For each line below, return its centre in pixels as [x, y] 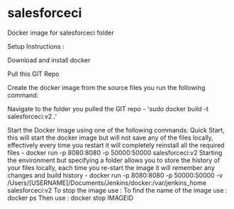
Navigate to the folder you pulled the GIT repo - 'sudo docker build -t [108, 108]
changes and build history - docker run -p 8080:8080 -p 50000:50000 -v [115, 175]
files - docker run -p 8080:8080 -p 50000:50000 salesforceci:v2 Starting [115, 152]
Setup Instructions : [36, 46]
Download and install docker [49, 60]
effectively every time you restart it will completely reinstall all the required [116, 145]
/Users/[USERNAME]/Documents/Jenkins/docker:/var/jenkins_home [107, 183]
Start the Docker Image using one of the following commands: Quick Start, [116, 130]
